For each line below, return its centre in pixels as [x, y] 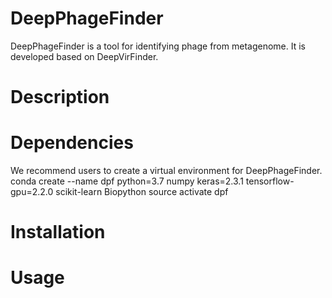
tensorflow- [270, 181]
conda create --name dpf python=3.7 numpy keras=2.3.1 [127, 181]
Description [60, 97]
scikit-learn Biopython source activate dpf [142, 192]
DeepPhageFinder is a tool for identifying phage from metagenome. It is [158, 46]
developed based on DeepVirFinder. [84, 56]
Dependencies [72, 143]
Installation [58, 232]
